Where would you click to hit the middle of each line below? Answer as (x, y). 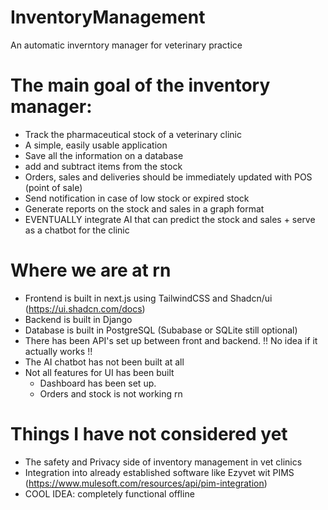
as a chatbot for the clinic (77, 230)
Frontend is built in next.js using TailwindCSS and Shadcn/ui (148, 298)
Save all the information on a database (104, 155)
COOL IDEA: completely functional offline (109, 493)
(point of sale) (53, 187)
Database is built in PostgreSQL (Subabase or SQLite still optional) (161, 330)
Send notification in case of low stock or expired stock (137, 198)
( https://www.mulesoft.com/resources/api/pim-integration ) (146, 483)
